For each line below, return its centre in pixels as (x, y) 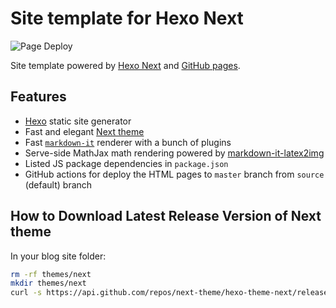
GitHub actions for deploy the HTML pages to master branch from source (174, 174)
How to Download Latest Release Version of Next (166, 216)
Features (38, 97)
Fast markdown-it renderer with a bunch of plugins (128, 142)
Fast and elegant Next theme (84, 131)
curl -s (26, 293)
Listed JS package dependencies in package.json (126, 163)
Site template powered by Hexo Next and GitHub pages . (125, 65)
